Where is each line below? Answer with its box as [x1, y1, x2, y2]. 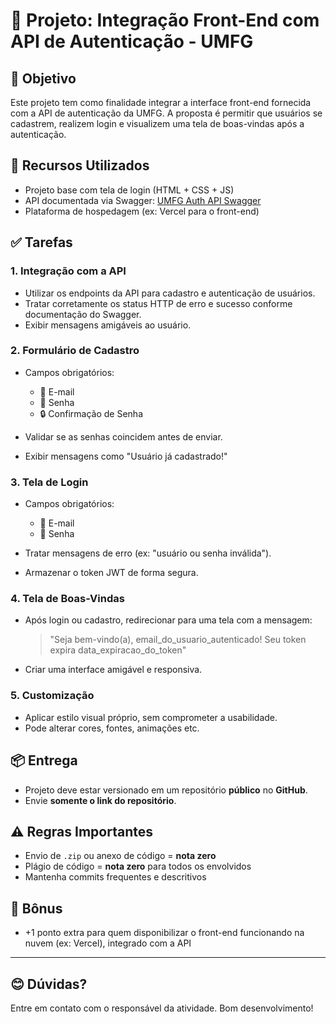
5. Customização [10, 689, 95, 703]
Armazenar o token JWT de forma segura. [24, 567, 199, 579]
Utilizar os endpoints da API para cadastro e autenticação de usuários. [24, 287, 316, 299]
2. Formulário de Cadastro [10, 344, 140, 358]
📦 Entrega [10, 752, 78, 769]
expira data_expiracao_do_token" [49, 644, 187, 656]
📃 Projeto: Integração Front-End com [10, 9, 320, 32]
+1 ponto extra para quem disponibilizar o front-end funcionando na [24, 927, 305, 939]
